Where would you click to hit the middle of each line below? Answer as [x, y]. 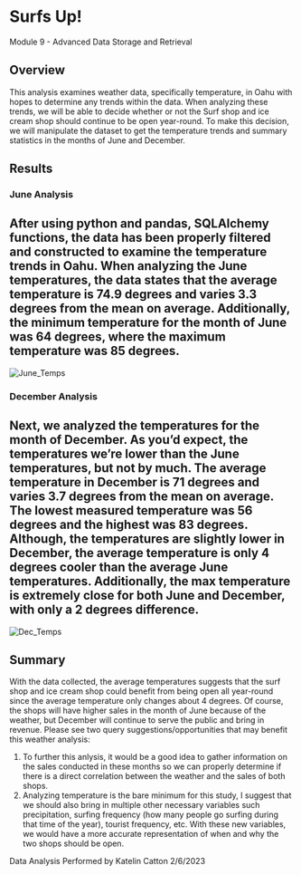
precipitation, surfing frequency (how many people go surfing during [150, 815]
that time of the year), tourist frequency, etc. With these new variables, [154, 824]
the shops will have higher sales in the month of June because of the [138, 711]
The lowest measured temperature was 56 [131, 510]
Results [31, 169]
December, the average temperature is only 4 [139, 553]
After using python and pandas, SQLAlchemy [139, 224]
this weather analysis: [50, 739]
